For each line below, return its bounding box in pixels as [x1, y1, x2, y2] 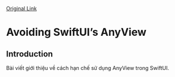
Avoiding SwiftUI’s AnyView [6, 26, 147, 39]
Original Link [6, 5, 37, 12]
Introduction [6, 49, 53, 59]
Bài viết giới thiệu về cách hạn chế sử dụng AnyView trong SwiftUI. [6, 65, 169, 71]
